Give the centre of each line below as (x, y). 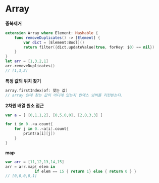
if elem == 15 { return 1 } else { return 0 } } (86, 171)
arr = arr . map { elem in (30, 167)
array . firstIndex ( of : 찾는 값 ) (37, 90)
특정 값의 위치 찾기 (23, 81)
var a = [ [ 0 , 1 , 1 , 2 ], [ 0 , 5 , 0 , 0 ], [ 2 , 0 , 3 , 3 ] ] (54, 115)
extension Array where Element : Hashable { (52, 33)
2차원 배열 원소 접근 (24, 105)
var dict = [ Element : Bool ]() (54, 42)
